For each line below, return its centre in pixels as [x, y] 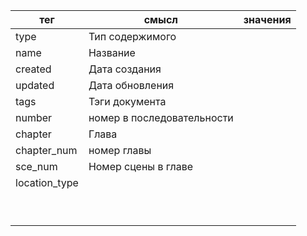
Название [112, 52]
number [34, 117]
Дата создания [125, 69]
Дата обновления [131, 85]
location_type [47, 182]
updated [35, 85]
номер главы [120, 150]
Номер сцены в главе [141, 166]
